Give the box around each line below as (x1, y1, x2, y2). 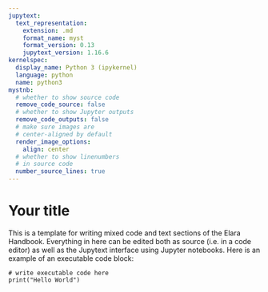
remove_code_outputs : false (15, 116, 110, 124)
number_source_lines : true (15, 168, 106, 176)
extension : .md (22, 26, 74, 34)
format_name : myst (22, 34, 84, 42)
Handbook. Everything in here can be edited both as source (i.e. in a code (8, 236, 252, 246)
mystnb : (8, 85, 34, 94)
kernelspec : (8, 57, 48, 65)
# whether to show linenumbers (15, 152, 120, 160)
